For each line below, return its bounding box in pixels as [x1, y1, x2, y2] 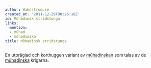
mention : [9, 25, 27, 30]
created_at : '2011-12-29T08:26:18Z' [5, 12, 80, 17]
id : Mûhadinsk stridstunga [5, 16, 60, 21]
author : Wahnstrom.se [5, 7, 50, 12]
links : [5, 20, 19, 26]
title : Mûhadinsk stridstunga [5, 39, 67, 44]
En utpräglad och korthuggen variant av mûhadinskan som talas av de [5, 52, 146, 58]
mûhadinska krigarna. [5, 57, 49, 63]
